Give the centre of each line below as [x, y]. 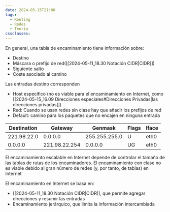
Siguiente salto [28, 69]
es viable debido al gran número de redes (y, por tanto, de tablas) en [77, 168]
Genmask [104, 128]
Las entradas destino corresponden [43, 84]
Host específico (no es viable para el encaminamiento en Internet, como [88, 94]
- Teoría [19, 29]
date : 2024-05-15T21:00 [30, 10]
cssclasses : [18, 34]
